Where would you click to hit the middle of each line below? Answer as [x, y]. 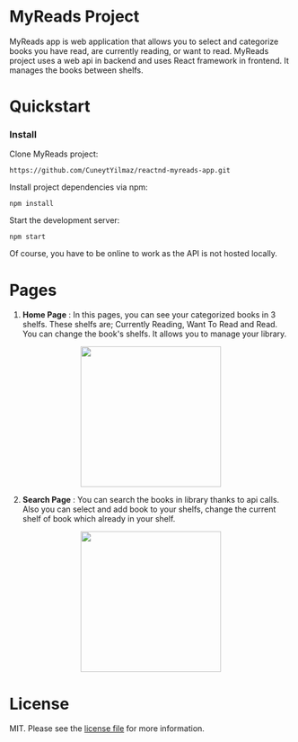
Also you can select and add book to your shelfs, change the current [149, 509]
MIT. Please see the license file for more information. [107, 729]
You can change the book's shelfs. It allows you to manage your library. [154, 334]
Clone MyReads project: [54, 154]
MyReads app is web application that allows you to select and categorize [144, 41]
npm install [31, 204]
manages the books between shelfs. [76, 70]
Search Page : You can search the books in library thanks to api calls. [151, 500]
